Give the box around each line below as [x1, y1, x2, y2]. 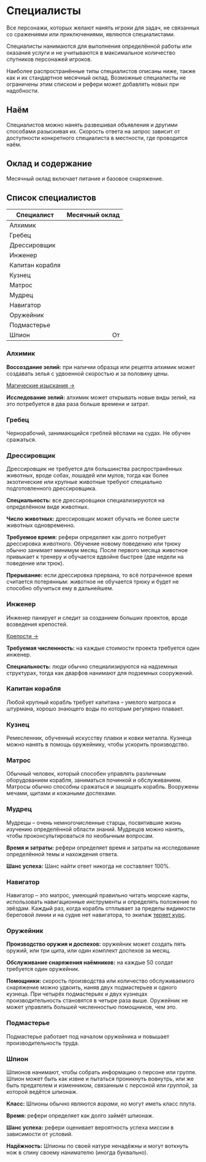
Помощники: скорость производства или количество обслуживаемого [6, 977, 195, 985]
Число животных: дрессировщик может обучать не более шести [6, 515, 180, 523]
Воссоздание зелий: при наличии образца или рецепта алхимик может [6, 363, 196, 370]
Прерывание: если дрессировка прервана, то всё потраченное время [6, 572, 193, 579]
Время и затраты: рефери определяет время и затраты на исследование [6, 844, 200, 851]
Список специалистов [6, 192, 97, 203]
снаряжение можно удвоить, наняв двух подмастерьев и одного [6, 984, 177, 991]
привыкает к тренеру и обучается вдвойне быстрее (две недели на [6, 553, 184, 561]
